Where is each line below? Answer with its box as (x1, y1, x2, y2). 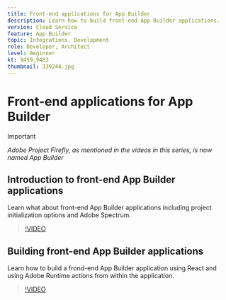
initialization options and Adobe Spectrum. (7, 211, 131, 219)
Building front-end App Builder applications (7, 245, 204, 257)
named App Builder (7, 153, 64, 161)
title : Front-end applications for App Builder (7, 10, 151, 18)
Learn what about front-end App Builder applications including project (7, 203, 212, 212)
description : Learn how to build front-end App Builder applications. (7, 17, 220, 24)
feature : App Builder (7, 30, 72, 37)
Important (7, 132, 36, 140)
